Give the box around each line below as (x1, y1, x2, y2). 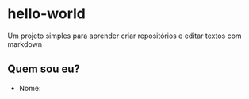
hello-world (7, 5, 86, 23)
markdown (7, 39, 43, 48)
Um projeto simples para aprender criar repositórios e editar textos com (7, 31, 243, 40)
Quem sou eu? (7, 63, 81, 76)
